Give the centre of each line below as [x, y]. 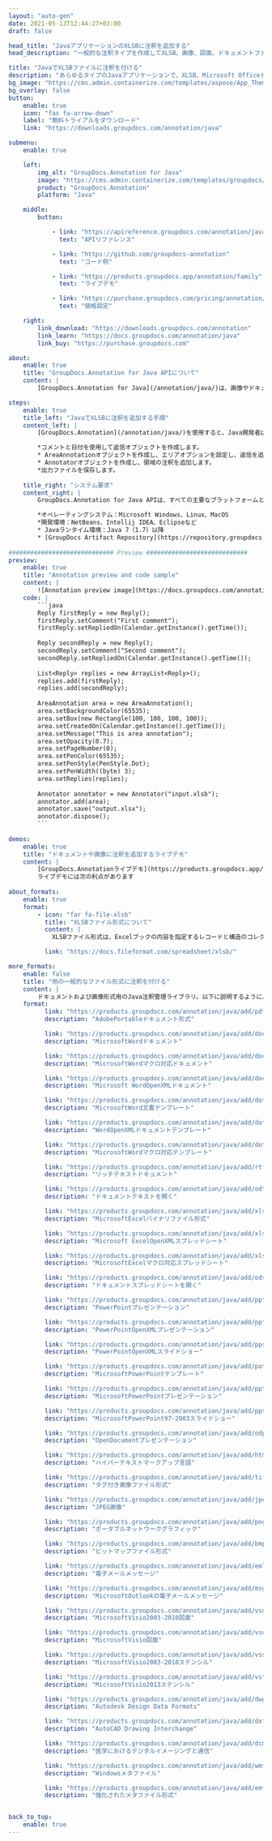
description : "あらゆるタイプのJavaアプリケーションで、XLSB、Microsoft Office [134, 75]
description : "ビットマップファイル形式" [108, 1551]
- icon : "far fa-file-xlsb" [85, 914]
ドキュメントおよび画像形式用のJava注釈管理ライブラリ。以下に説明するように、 [153, 997]
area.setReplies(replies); [83, 779]
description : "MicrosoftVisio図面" [103, 1640]
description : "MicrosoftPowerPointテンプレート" [124, 1374]
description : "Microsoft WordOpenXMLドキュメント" [128, 1086]
